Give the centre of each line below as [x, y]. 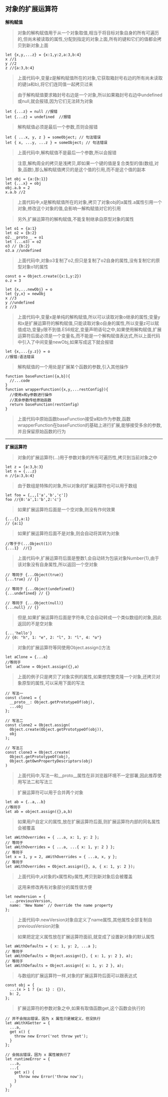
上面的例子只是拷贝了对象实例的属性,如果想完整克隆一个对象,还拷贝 [86, 676]
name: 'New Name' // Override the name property [61, 905]
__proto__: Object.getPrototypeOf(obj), [52, 702]
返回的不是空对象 [35, 623]
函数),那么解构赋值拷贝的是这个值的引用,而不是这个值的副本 [84, 169]
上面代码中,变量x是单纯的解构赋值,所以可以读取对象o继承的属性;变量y [89, 317]
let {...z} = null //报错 [31, 111]
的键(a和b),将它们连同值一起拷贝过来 [55, 84]
